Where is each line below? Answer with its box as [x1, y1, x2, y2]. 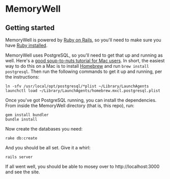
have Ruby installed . [5, 42, 48, 48]
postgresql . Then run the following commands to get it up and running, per [5, 68, 162, 74]
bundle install [5, 117, 38, 122]
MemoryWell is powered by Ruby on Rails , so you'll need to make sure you [5, 37, 161, 43]
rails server [5, 155, 33, 160]
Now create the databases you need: [5, 126, 83, 132]
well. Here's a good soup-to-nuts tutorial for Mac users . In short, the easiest [5, 58, 165, 64]
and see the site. [5, 169, 40, 175]
